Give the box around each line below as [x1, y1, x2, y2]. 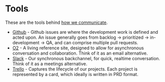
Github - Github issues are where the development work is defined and [12, 29, 159, 35]
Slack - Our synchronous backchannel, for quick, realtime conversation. [12, 55, 161, 61]
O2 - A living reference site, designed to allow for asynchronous [12, 45, 144, 51]
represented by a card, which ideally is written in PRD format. [12, 71, 139, 77]
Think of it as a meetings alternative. [12, 61, 87, 67]
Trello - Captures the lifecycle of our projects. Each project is [12, 66, 138, 72]
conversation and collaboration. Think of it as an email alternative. [12, 50, 148, 56]
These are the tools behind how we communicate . [5, 19, 108, 25]
